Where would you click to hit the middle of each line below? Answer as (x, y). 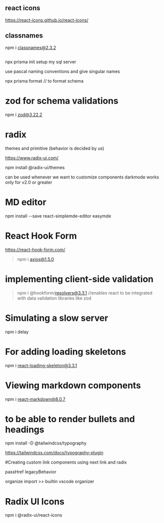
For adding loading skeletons (66, 352)
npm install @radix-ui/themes (35, 167)
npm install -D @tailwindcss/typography (46, 443)
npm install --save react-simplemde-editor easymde (58, 216)
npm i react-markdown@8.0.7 (35, 399)
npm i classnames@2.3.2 (31, 47)
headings (25, 429)
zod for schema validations (62, 101)
